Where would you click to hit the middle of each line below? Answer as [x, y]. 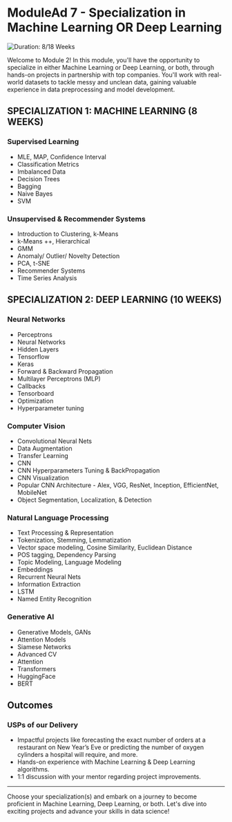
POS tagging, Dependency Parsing [66, 555]
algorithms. [33, 769]
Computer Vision [36, 426]
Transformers [37, 668]
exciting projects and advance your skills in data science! [88, 812]
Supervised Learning [43, 142]
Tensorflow [33, 356]
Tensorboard [36, 393]
